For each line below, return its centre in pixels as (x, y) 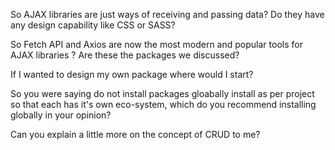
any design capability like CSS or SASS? (93, 25)
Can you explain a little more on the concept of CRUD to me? (135, 134)
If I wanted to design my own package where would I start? (132, 74)
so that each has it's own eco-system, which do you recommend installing (163, 104)
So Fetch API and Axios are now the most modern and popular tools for (156, 44)
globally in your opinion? (61, 115)
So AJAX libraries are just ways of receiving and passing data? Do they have (167, 14)
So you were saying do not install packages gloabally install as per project (162, 93)
